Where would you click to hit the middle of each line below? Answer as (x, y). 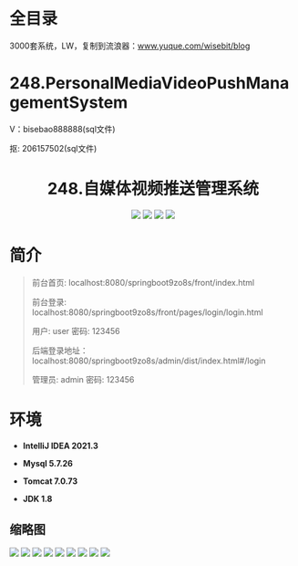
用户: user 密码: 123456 (76, 330)
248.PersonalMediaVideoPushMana (149, 84)
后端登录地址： (60, 350)
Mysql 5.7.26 (47, 463)
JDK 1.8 (37, 498)
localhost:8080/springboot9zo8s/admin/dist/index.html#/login (149, 361)
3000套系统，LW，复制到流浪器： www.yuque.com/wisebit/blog (130, 46)
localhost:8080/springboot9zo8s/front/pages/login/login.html (147, 312)
